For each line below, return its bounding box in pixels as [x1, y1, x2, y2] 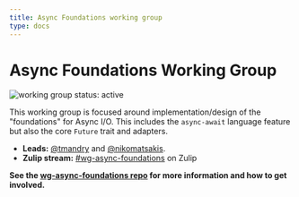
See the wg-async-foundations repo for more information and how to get [9, 170, 287, 181]
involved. [9, 180, 45, 191]
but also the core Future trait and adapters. [9, 126, 169, 137]
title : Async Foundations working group [9, 13, 163, 22]
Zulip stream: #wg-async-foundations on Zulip [22, 153, 198, 164]
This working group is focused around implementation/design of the [9, 107, 261, 117]
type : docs [9, 21, 50, 30]
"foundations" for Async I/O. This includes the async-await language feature [9, 116, 291, 127]
